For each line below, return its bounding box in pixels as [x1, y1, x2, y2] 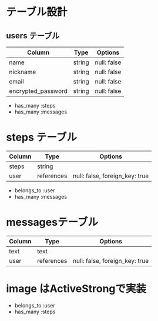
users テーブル [6, 31, 60, 41]
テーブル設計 [6, 5, 68, 19]
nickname [9, 68, 36, 76]
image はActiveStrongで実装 [6, 282, 147, 296]
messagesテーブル [6, 216, 99, 229]
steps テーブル [6, 131, 78, 144]
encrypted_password [9, 87, 68, 95]
